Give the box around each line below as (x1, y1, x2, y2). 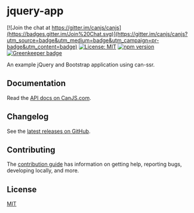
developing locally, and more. (7, 167, 79, 174)
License (7, 184, 37, 194)
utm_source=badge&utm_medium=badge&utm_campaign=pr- (7, 36, 159, 44)
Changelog (7, 112, 49, 122)
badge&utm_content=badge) (7, 43, 78, 50)
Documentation (7, 78, 66, 89)
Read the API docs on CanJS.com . (7, 94, 91, 101)
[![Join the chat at (7, 24, 51, 31)
